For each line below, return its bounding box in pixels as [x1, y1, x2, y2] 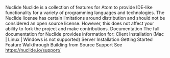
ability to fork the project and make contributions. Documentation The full [5, 26, 160, 32]
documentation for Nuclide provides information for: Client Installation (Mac [5, 31, 164, 37]
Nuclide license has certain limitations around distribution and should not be [5, 15, 165, 21]
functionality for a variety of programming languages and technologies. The [5, 10, 165, 16]
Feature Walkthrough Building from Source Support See [5, 42, 123, 47]
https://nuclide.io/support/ [5, 47, 61, 53]
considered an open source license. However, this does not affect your [5, 20, 154, 26]
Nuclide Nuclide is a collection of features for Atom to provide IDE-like [5, 5, 153, 10]
